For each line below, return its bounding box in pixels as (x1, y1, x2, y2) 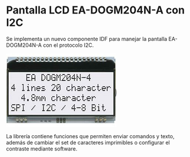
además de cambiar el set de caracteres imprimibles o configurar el (6, 139, 170, 146)
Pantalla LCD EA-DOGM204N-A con (6, 4, 185, 17)
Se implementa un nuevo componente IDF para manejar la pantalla (6, 35, 168, 42)
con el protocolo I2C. (43, 42, 94, 49)
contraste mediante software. (6, 145, 78, 152)
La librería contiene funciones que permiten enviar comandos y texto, (6, 132, 175, 139)
